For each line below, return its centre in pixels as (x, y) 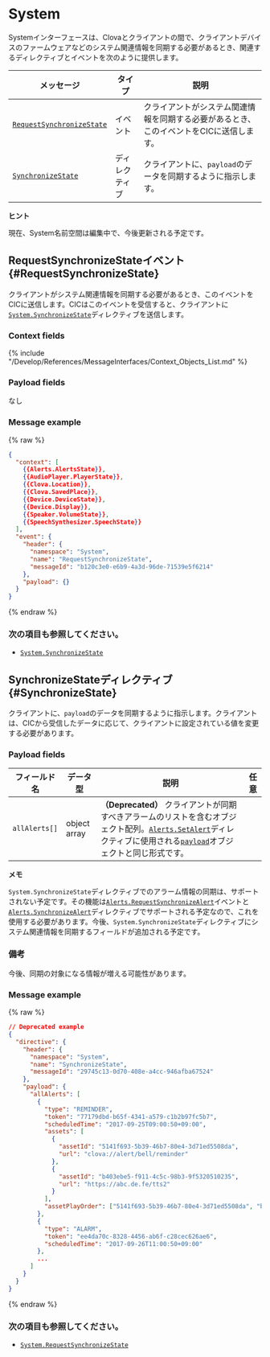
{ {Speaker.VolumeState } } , (66, 514)
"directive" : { (41, 1042)
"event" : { (34, 537)
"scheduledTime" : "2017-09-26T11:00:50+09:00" (123, 1244)
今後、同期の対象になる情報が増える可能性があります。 (100, 973)
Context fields (37, 335)
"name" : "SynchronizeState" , (78, 1064)
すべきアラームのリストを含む (156, 816)
